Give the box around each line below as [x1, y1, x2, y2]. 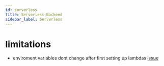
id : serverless [5, 7, 38, 13]
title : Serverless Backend [5, 12, 63, 17]
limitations [5, 38, 51, 50]
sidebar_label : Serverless [5, 17, 63, 22]
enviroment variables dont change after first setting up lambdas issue [12, 55, 159, 61]
